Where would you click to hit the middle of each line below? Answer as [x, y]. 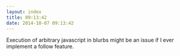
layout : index [24, 12]
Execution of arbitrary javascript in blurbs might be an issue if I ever [90, 40]
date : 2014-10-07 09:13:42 [40, 23]
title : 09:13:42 [26, 17]
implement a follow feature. [40, 46]
